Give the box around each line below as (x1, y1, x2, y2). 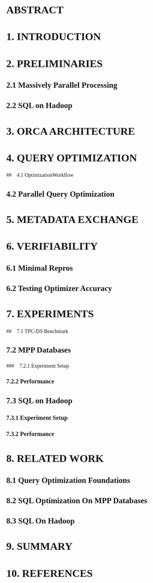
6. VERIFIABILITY (6, 240, 98, 252)
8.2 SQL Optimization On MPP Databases (6, 495, 148, 505)
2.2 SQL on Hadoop (6, 100, 73, 111)
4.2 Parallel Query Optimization (6, 189, 115, 199)
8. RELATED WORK (6, 452, 104, 465)
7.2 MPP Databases (6, 345, 71, 355)
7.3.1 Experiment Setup (6, 414, 68, 421)
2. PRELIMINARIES (6, 57, 103, 70)
